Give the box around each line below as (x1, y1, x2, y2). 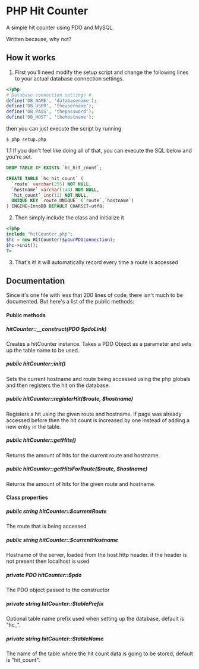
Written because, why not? (6, 35, 72, 42)
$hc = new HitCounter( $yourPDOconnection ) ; (6, 237, 116, 243)
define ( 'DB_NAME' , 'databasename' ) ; (6, 97, 97, 104)
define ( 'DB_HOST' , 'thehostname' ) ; (6, 114, 94, 120)
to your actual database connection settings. (14, 75, 125, 82)
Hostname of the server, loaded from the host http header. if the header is (6, 552, 187, 559)
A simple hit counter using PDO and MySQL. (6, 24, 115, 31)
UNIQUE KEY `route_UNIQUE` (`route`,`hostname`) (11, 198, 134, 204)
